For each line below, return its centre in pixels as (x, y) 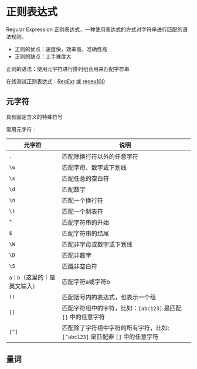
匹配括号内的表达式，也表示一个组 (109, 297)
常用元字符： (21, 129)
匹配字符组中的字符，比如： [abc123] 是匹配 (122, 308)
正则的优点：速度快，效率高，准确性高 (61, 49)
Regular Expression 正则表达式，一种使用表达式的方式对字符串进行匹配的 (94, 29)
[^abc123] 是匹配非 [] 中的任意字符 (110, 336)
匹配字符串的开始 (86, 222)
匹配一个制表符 (83, 211)
